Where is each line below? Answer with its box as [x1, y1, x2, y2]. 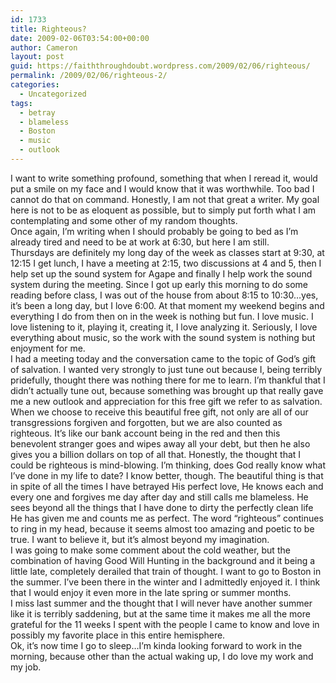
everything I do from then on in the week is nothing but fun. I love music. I [10, 310, 314, 322]
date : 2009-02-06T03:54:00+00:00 [10, 33, 150, 43]
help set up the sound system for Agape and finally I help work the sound [10, 267, 313, 280]
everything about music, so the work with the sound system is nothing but [10, 331, 316, 343]
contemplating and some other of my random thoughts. [10, 214, 238, 226]
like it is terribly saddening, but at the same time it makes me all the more [10, 607, 311, 620]
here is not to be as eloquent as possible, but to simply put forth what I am [10, 204, 317, 216]
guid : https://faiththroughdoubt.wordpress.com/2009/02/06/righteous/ [10, 61, 311, 71]
